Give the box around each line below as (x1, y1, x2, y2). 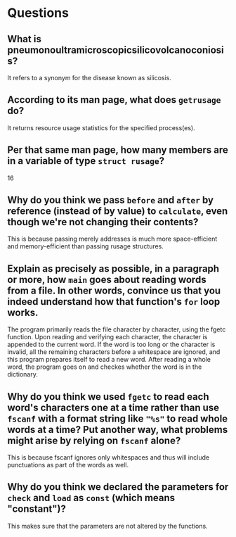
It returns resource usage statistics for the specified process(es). (7, 123, 195, 132)
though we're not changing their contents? (7, 216, 199, 228)
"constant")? (7, 503, 67, 515)
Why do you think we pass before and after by (7, 194, 214, 206)
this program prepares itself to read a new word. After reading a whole (7, 355, 211, 364)
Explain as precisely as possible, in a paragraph (7, 263, 220, 274)
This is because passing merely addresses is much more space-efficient (7, 234, 218, 244)
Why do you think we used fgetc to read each (7, 391, 209, 403)
